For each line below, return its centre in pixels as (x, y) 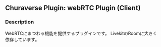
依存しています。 (22, 39)
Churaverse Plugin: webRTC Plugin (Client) (73, 8)
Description (20, 22)
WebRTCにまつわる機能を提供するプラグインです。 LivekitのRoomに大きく (81, 33)
